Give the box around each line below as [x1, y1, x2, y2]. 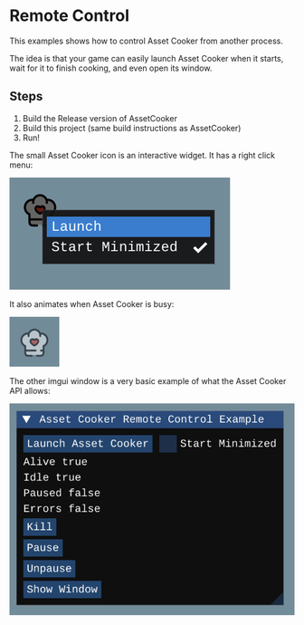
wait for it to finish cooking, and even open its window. [9, 62, 213, 73]
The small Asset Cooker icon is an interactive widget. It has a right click [9, 149, 276, 160]
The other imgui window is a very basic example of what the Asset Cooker [9, 375, 287, 386]
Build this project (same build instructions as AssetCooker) [22, 122, 242, 133]
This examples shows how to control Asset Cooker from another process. [9, 35, 283, 46]
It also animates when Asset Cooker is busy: [9, 298, 175, 309]
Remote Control [9, 5, 129, 26]
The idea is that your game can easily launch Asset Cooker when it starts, [9, 53, 284, 63]
